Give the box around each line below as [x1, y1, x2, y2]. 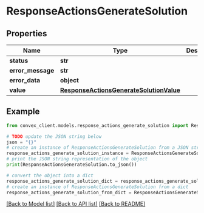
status [9, 56, 29, 65]
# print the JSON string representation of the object [6, 156, 148, 162]
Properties [6, 28, 47, 39]
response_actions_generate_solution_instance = [6, 150, 129, 157]
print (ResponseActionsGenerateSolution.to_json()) [6, 162, 137, 168]
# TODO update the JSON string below [6, 133, 102, 140]
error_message [9, 67, 55, 74]
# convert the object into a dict [6, 172, 94, 179]
